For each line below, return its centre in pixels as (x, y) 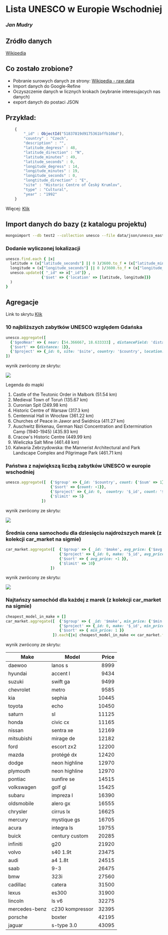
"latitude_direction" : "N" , (54, 152)
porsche (18, 917)
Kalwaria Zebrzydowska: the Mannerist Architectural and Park (77, 448)
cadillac (17, 885)
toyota (15, 706)
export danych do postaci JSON (46, 102)
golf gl (59, 787)
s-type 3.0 (64, 926)
